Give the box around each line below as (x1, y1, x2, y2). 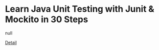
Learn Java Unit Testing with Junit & (5, 3, 155, 15)
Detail (5, 39, 17, 45)
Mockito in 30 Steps (5, 14, 88, 25)
